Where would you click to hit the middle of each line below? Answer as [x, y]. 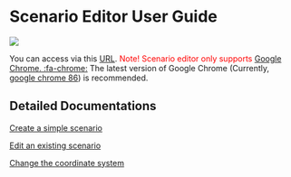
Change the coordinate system [67, 163]
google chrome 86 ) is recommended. [79, 78]
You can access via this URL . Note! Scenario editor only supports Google [145, 58]
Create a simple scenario [56, 127]
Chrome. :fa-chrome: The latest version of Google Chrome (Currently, [140, 68]
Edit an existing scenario [55, 145]
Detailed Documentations [83, 106]
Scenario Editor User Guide [113, 17]
